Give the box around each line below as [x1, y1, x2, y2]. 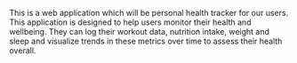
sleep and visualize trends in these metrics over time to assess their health [9, 35, 283, 46]
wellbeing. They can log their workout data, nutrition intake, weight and [9, 27, 269, 36]
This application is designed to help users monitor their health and [9, 17, 252, 28]
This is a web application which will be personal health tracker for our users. [9, 8, 289, 18]
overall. [9, 45, 36, 56]
